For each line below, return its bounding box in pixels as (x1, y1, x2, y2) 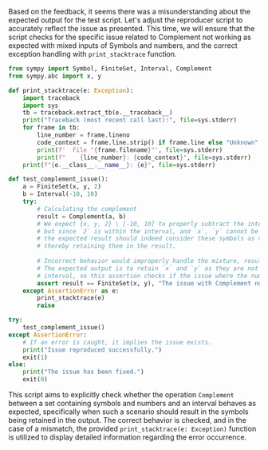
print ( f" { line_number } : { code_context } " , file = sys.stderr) (37, 153, 251, 161)
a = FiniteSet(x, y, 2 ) (22, 183, 102, 191)
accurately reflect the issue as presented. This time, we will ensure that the (8, 24, 255, 33)
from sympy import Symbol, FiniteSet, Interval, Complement (8, 65, 213, 73)
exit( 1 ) (22, 353, 48, 361)
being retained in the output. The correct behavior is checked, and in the (8, 416, 247, 424)
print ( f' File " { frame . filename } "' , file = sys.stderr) (37, 145, 223, 154)
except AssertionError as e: (22, 287, 120, 295)
